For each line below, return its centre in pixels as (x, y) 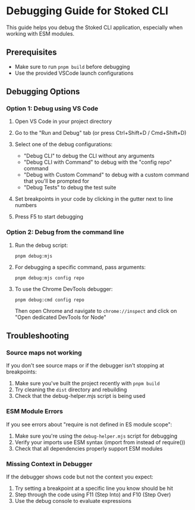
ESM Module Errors (35, 411)
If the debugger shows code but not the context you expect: (80, 477)
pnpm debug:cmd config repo (49, 300)
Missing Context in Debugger (49, 464)
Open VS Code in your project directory (63, 121)
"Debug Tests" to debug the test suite (70, 188)
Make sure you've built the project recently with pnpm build (87, 384)
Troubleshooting (38, 336)
